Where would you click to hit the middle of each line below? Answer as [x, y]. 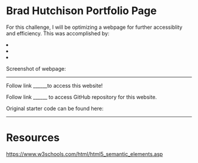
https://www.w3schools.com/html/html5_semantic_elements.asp [85, 154]
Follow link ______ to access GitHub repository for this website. [82, 97]
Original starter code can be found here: [55, 108]
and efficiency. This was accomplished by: [58, 33]
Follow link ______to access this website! [55, 85]
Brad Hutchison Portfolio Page [82, 11]
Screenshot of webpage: [36, 68]
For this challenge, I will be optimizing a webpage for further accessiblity [94, 27]
